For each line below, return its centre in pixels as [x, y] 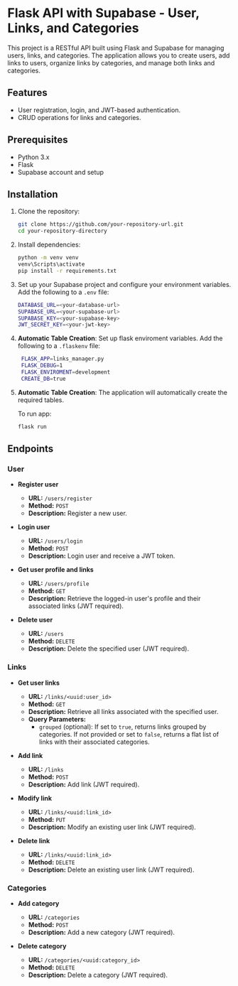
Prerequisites [38, 140]
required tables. [41, 400]
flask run [32, 427]
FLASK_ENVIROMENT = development [66, 372]
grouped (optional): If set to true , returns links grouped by [123, 727]
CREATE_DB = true [43, 379]
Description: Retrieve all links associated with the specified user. [123, 711]
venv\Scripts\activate [51, 264]
